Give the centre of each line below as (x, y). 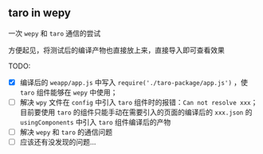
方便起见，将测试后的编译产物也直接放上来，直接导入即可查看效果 (116, 50)
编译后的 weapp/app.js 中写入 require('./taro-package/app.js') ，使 (134, 82)
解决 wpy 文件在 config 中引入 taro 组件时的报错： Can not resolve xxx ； (139, 102)
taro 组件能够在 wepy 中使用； (69, 92)
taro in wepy (40, 13)
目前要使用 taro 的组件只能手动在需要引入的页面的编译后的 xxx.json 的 (136, 112)
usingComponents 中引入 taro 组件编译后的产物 (95, 121)
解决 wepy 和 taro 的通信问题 (66, 132)
